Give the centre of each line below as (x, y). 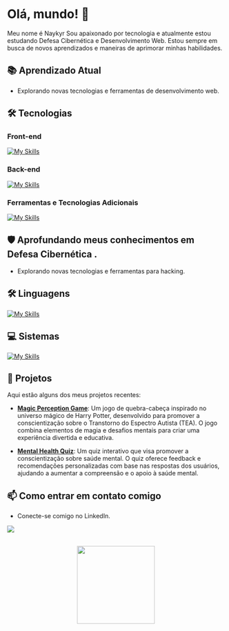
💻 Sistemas (33, 337)
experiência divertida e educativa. (65, 438)
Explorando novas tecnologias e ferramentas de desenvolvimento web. (118, 91)
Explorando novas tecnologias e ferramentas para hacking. (101, 271)
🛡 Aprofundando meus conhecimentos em (101, 240)
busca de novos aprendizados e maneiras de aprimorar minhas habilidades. (115, 48)
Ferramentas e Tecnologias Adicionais (73, 202)
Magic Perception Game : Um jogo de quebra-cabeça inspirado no (112, 408)
